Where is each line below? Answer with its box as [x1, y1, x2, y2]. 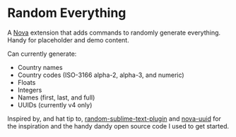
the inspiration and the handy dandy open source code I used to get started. [7, 121, 230, 130]
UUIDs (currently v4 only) [17, 100, 93, 109]
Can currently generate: [7, 49, 77, 58]
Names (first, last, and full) [17, 93, 95, 102]
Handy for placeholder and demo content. [7, 35, 129, 44]
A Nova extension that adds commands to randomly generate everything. [7, 28, 221, 37]
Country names [17, 63, 63, 71]
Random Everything [7, 5, 126, 21]
